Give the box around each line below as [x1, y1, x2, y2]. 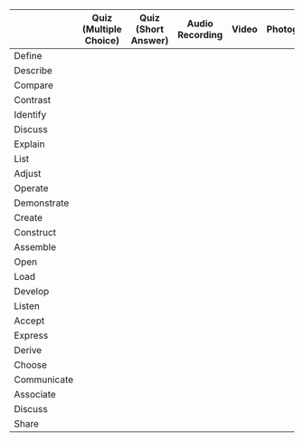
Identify [14, 109, 47, 120]
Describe [14, 64, 52, 76]
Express [14, 330, 49, 341]
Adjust [14, 168, 42, 179]
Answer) [130, 34, 169, 46]
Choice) [84, 34, 120, 46]
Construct [14, 226, 57, 238]
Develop [14, 285, 50, 297]
